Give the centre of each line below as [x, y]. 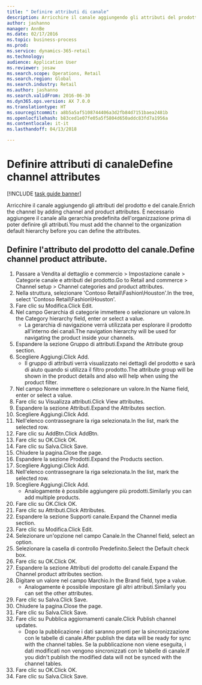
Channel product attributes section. [59, 574]
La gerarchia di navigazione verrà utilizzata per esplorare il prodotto [108, 325]
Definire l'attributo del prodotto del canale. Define [101, 250]
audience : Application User [42, 62]
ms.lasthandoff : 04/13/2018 [42, 129]
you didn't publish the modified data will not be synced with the [103, 657]
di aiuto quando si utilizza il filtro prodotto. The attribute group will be [109, 369]
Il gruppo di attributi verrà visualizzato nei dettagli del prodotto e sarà [110, 363]
